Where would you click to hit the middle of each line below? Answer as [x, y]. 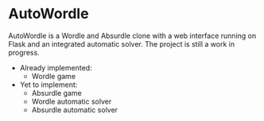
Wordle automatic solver [72, 101]
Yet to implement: [49, 85]
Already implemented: [56, 67]
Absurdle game [56, 93]
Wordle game [54, 76]
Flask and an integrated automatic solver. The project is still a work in [122, 43]
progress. [24, 52]
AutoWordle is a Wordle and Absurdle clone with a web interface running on [132, 36]
